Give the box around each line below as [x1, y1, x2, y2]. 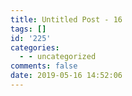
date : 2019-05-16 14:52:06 [10, 71, 123, 81]
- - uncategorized [19, 52, 97, 62]
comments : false [10, 61, 78, 71]
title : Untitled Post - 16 [10, 14, 123, 25]
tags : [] [10, 24, 47, 34]
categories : [10, 42, 60, 53]
